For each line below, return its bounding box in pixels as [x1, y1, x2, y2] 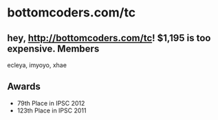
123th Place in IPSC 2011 [17, 106, 87, 115]
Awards [7, 81, 41, 93]
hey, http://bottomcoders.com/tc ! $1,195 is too [7, 32, 211, 44]
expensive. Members [7, 43, 100, 54]
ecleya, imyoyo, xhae [7, 61, 67, 69]
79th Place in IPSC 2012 [17, 99, 85, 107]
